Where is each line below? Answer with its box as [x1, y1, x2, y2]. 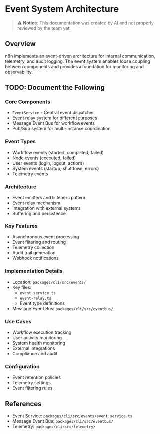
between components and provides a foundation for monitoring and [5, 63, 144, 69]
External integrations [12, 345, 55, 351]
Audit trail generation [12, 250, 56, 256]
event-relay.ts [19, 296, 51, 301]
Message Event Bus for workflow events [12, 120, 95, 126]
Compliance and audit [12, 350, 58, 356]
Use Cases [5, 318, 32, 325]
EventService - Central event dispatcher [12, 110, 94, 116]
